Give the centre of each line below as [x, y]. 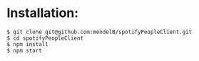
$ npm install [28, 44]
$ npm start [24, 50]
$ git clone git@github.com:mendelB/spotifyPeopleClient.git [99, 32]
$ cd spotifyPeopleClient [45, 38]
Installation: [43, 13]
